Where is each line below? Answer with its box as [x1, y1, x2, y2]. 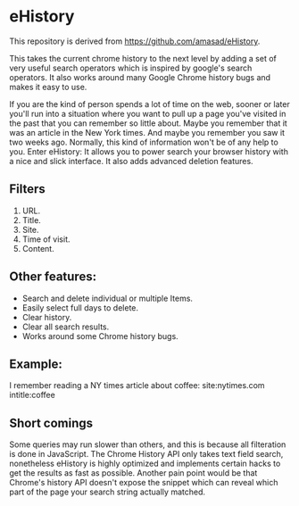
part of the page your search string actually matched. [9, 486, 205, 497]
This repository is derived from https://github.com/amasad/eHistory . [9, 36, 261, 46]
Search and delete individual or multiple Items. [21, 293, 194, 303]
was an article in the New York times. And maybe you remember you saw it [9, 127, 286, 137]
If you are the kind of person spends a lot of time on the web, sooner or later [9, 98, 290, 109]
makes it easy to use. [9, 81, 87, 92]
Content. [21, 243, 55, 253]
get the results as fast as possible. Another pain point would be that [9, 468, 258, 478]
